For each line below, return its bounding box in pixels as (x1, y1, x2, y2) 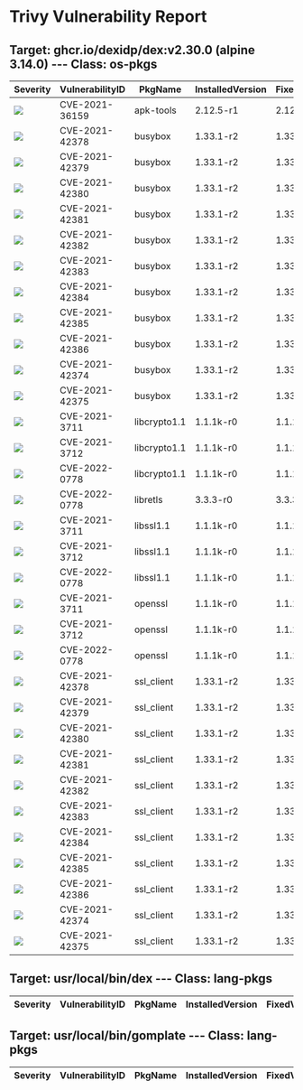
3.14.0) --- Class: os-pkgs (9, 56, 158, 71)
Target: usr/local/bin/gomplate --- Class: (9, 1028, 245, 1044)
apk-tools (133, 104, 178, 116)
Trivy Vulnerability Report (9, 6, 207, 27)
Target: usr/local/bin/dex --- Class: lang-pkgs (9, 971, 273, 986)
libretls (133, 494, 163, 506)
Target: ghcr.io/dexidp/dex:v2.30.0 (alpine (9, 42, 255, 58)
